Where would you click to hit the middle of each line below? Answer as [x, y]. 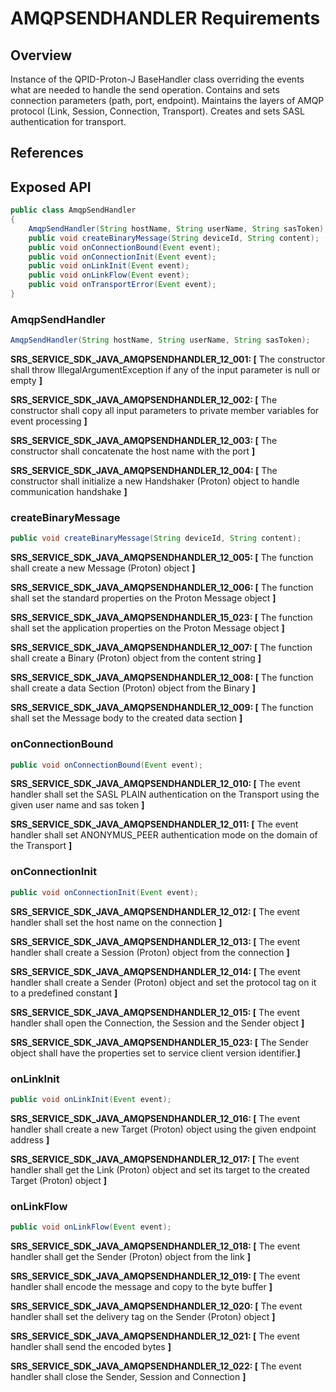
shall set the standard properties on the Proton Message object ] [143, 598]
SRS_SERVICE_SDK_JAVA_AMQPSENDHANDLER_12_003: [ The [144, 441]
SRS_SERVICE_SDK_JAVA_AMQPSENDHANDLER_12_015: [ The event [155, 1012]
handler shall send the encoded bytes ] [91, 1346]
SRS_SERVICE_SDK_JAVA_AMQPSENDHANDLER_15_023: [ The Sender [159, 1042]
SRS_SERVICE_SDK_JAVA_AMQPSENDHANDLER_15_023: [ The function [161, 618]
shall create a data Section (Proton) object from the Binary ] [133, 688]
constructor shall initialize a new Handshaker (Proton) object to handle [155, 481]
